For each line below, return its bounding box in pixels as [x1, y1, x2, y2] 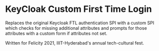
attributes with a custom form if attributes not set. [5, 30, 107, 36]
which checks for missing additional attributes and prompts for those [5, 25, 147, 31]
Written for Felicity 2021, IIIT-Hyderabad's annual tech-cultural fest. [5, 40, 144, 46]
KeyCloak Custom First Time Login [5, 3, 152, 15]
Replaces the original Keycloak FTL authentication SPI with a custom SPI [5, 20, 154, 26]
